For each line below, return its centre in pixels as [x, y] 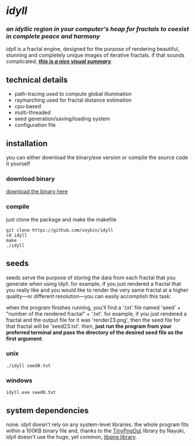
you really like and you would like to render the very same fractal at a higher [97, 290]
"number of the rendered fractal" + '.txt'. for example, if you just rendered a [96, 313]
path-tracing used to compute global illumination [73, 94]
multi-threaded [32, 113]
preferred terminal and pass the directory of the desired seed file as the [95, 332]
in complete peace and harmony [53, 36]
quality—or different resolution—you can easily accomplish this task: [88, 296]
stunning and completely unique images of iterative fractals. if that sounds [95, 55]
